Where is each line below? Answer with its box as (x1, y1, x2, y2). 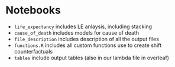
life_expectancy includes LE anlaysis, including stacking (14, 23, 152, 30)
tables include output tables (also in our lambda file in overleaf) (14, 54, 170, 61)
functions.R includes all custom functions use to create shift (14, 42, 162, 49)
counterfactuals (14, 48, 53, 55)
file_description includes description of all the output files (14, 35, 159, 42)
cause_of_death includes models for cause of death (14, 29, 140, 36)
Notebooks (5, 4, 61, 17)
